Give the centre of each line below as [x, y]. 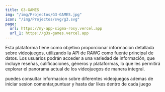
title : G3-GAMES [22, 10]
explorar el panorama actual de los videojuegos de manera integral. [75, 69]
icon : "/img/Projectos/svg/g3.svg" [43, 19]
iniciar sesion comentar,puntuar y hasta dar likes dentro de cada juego [78, 84]
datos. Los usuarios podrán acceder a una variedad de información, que [80, 58]
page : [11, 24]
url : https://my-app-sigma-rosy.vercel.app [56, 29]
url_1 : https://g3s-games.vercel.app [49, 33]
